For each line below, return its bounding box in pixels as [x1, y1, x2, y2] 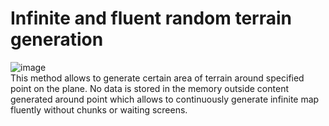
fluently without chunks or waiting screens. [10, 103, 188, 116]
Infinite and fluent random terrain [10, 7, 292, 30]
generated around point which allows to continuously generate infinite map [10, 93, 320, 105]
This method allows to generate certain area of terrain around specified [10, 72, 305, 84]
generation [10, 28, 104, 51]
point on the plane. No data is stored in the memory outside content [10, 82, 289, 94]
